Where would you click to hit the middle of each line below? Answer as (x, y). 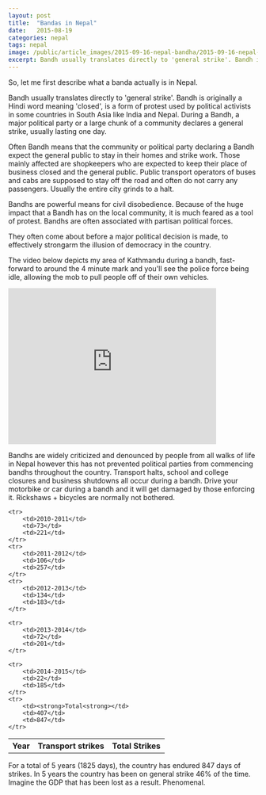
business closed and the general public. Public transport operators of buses (132, 172)
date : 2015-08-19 (40, 30)
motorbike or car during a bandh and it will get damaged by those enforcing (132, 489)
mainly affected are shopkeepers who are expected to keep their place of (128, 163)
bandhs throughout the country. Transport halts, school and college (118, 472)
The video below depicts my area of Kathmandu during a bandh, (113, 260)
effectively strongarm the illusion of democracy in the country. (110, 245)
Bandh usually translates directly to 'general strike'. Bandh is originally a (125, 97)
